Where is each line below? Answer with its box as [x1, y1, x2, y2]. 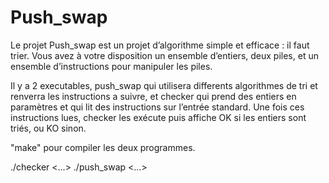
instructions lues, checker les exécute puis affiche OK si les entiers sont [10, 111, 307, 123]
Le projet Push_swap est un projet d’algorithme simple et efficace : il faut [10, 39, 310, 51]
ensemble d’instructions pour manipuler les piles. [10, 60, 213, 72]
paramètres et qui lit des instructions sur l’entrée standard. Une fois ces [10, 101, 305, 113]
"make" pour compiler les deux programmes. [10, 141, 196, 153]
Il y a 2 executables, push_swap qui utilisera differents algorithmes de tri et [10, 79, 318, 91]
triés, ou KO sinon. [10, 122, 87, 134]
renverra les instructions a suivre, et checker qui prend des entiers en [10, 90, 297, 102]
